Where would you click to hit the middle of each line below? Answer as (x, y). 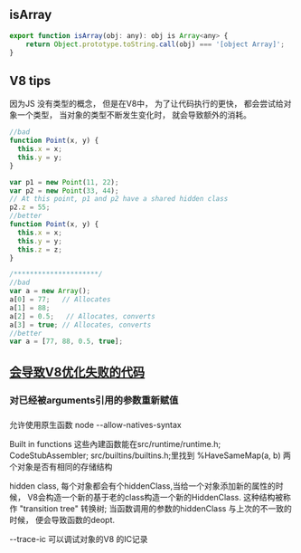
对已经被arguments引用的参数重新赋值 (94, 400)
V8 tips (30, 81)
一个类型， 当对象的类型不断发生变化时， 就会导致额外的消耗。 (134, 115)
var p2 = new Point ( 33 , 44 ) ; (64, 191)
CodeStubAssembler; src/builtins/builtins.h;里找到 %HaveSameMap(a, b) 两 (150, 455)
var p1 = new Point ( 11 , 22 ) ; (64, 182)
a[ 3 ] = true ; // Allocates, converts (80, 325)
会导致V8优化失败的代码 (77, 372)
